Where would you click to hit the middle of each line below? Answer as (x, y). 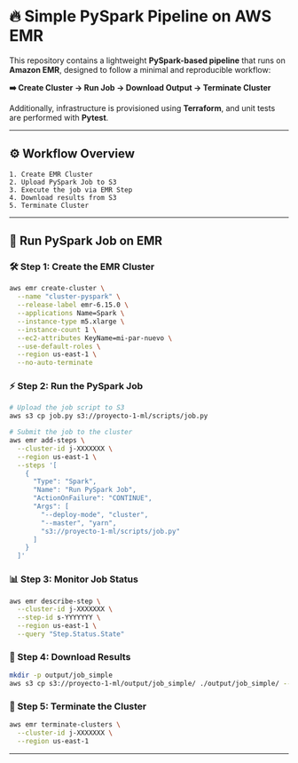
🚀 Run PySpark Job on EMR (86, 241)
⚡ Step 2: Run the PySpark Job (76, 386)
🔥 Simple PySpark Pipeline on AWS (141, 16)
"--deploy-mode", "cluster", (95, 514)
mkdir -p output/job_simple (61, 676)
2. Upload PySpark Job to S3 (63, 182)
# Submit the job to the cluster (71, 433)
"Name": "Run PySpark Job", (85, 490)
